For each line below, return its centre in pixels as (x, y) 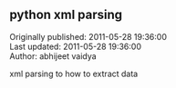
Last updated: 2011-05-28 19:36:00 (75, 46)
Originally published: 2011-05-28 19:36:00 (88, 36)
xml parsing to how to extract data (74, 73)
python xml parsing (66, 15)
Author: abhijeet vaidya (53, 56)
